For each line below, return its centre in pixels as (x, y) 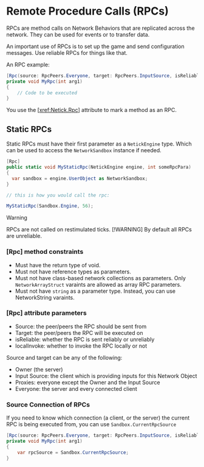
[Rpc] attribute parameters (46, 313)
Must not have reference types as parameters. (73, 272)
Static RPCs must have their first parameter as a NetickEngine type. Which (99, 144)
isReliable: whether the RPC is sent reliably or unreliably (85, 339)
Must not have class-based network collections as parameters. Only (100, 278)
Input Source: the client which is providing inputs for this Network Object (106, 376)
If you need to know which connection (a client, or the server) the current (98, 418)
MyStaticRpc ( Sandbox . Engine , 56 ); (50, 206)
